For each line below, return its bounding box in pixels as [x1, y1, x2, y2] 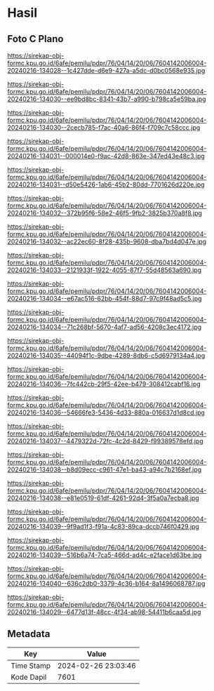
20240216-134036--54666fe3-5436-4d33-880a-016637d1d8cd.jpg [7, 408, 206, 417]
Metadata [7, 628, 51, 640]
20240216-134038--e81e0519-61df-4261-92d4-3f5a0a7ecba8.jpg [7, 494, 200, 502]
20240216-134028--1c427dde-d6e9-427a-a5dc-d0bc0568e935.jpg [7, 67, 206, 74]
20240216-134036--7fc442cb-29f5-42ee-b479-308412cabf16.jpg [7, 380, 201, 388]
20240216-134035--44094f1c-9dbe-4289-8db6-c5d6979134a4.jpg [7, 351, 206, 359]
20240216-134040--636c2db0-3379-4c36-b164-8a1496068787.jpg [7, 579, 206, 587]
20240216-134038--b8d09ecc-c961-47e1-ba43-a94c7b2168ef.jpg [7, 465, 202, 474]
